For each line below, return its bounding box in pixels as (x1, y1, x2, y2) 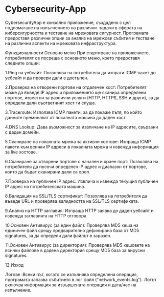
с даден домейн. (5, 129, 40, 135)
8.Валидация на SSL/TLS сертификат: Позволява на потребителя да (5, 193, 147, 199)
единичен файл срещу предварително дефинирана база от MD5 (5, 227, 140, 233)
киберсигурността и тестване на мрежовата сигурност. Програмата (5, 30, 149, 36)
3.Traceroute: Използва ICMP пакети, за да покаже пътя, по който (5, 109, 142, 115)
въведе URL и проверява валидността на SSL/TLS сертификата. (5, 198, 140, 204)
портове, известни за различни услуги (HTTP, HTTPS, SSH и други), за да (5, 94, 160, 101)
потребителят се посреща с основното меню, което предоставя (5, 55, 140, 61)
